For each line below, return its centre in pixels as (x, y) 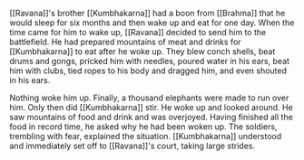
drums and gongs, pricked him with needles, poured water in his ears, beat (150, 61)
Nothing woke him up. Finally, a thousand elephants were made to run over (149, 98)
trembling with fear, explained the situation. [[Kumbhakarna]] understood (146, 136)
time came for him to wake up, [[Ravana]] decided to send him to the (138, 32)
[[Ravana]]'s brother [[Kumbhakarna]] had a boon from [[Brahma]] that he (147, 13)
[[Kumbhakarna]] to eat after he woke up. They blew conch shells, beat (142, 52)
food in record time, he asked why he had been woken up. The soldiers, (143, 127)
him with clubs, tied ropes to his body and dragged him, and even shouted (148, 71)
